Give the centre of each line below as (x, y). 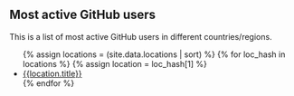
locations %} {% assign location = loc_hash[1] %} (115, 63)
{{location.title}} (52, 73)
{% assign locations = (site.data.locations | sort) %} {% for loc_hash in (154, 54)
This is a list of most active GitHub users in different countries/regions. (141, 36)
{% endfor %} (48, 83)
